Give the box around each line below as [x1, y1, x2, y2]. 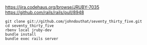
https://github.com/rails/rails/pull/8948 [5, 9, 84, 15]
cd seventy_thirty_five [5, 23, 54, 28]
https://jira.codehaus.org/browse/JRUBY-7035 [5, 4, 100, 10]
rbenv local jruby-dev [5, 28, 52, 33]
